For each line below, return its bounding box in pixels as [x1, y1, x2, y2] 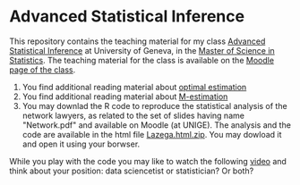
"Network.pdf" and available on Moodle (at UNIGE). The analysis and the [21, 119, 291, 130]
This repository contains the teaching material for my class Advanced [9, 36, 266, 46]
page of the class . [9, 64, 76, 75]
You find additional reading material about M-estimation [21, 91, 228, 102]
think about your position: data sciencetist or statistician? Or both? [9, 165, 254, 176]
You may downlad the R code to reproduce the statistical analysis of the [21, 100, 288, 111]
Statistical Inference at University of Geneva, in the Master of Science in [9, 45, 275, 55]
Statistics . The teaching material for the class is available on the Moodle [9, 55, 275, 65]
